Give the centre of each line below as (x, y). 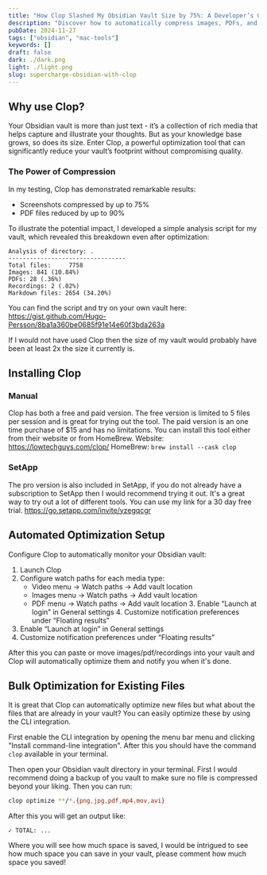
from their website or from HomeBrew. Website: (86, 438)
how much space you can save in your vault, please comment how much (128, 854)
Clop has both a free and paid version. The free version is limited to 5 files (129, 413)
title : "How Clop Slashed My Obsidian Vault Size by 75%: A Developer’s (131, 15)
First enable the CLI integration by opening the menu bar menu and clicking (132, 737)
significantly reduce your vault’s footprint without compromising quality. (126, 151)
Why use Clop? (46, 107)
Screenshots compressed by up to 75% (84, 204)
